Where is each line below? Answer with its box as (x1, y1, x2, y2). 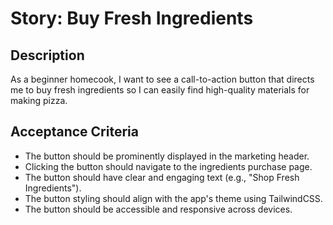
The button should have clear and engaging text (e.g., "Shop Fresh (24, 171, 300, 183)
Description (10, 47, 85, 64)
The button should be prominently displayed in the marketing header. (24, 150, 310, 162)
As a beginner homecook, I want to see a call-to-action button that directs (10, 73, 315, 85)
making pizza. (10, 95, 68, 106)
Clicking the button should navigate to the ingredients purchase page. (24, 160, 313, 172)
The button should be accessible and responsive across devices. (24, 203, 293, 215)
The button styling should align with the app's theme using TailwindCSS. (24, 192, 323, 204)
